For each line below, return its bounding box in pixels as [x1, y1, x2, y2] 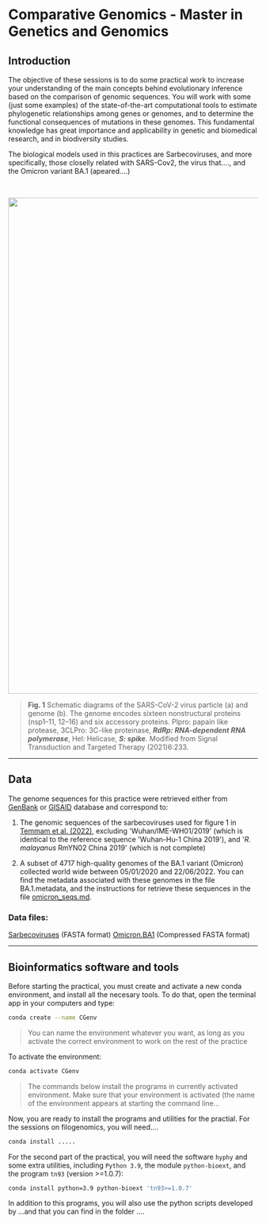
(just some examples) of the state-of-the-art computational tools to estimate [8, 101, 257, 110]
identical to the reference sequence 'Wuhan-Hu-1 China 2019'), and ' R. [19, 834, 252, 844]
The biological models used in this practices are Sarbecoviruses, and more [8, 149, 253, 159]
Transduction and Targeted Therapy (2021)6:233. [27, 742, 189, 752]
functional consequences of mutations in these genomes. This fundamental [8, 117, 255, 126]
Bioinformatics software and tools [8, 960, 180, 974]
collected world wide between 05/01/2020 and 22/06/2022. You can [19, 867, 244, 876]
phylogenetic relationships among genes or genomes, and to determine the [8, 109, 254, 118]
